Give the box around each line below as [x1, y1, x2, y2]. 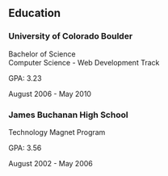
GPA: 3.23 [8, 73, 42, 83]
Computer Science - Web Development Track [8, 57, 160, 67]
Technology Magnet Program [8, 127, 106, 136]
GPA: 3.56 [8, 143, 42, 153]
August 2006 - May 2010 [8, 89, 91, 98]
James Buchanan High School [8, 109, 128, 120]
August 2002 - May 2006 [8, 158, 93, 168]
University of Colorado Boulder [8, 31, 133, 42]
